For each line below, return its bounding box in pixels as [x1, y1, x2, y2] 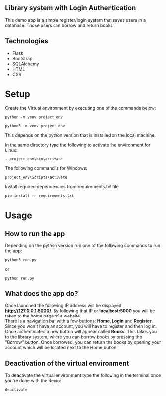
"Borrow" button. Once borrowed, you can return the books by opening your [5, 339, 161, 345]
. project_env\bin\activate [5, 157, 63, 161]
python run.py [5, 276, 35, 281]
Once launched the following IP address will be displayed [5, 303, 122, 309]
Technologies [5, 37, 49, 45]
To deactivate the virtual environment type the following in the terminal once [5, 372, 161, 378]
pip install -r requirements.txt [5, 193, 74, 198]
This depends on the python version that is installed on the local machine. [5, 132, 156, 138]
